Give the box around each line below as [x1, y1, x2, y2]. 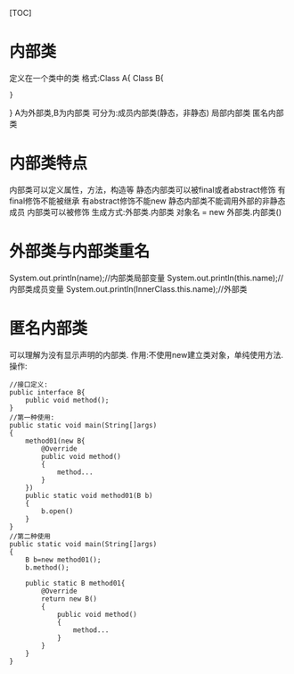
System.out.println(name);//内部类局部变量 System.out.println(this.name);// [9, 272, 284, 283]
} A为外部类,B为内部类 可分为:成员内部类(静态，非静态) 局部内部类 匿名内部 [9, 107, 284, 118]
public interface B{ [9, 387, 86, 396]
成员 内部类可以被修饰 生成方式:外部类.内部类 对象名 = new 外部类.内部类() [9, 206, 282, 217]
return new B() [41, 594, 98, 603]
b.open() [41, 506, 74, 516]
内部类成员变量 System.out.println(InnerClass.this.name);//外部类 [9, 283, 248, 294]
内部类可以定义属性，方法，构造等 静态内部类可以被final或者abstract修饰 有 [9, 184, 287, 195]
